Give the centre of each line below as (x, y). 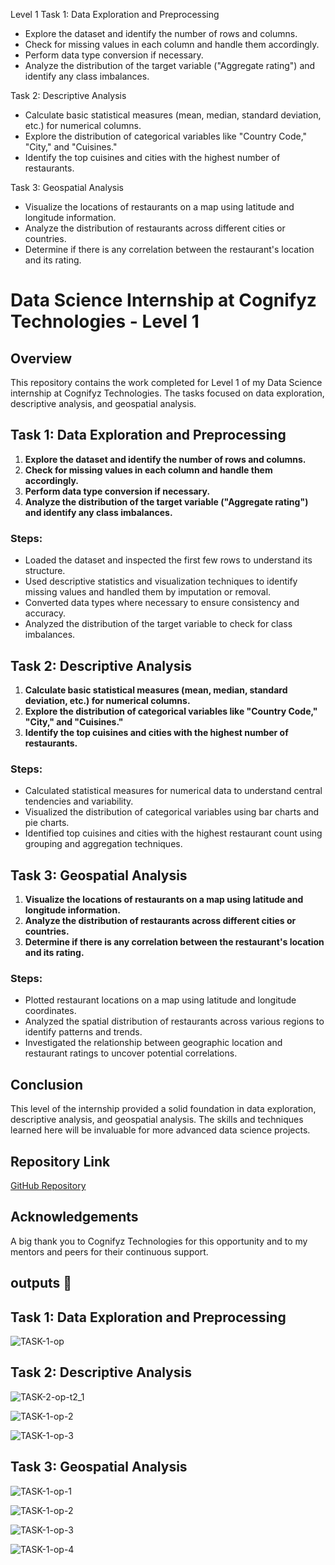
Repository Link (60, 1161)
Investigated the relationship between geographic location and (153, 1043)
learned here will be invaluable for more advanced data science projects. (160, 1130)
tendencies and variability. (79, 801)
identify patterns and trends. (83, 1032)
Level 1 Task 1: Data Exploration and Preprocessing (115, 14)
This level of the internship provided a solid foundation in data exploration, (163, 1109)
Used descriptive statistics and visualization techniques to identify (161, 581)
